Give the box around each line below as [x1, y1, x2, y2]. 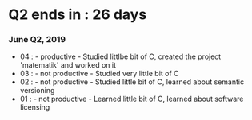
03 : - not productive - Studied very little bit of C [19, 69, 179, 79]
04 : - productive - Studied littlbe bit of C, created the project [19, 52, 222, 61]
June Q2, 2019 [8, 34, 66, 45]
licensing [19, 103, 50, 112]
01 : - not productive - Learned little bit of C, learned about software [19, 94, 244, 104]
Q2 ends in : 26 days [8, 6, 147, 24]
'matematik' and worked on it [19, 60, 116, 70]
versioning [19, 86, 55, 95]
